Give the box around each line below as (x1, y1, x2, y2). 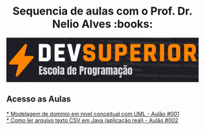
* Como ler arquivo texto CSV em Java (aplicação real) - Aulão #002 (6, 117, 179, 124)
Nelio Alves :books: (52, 17, 153, 31)
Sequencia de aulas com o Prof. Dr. (12, 4, 193, 18)
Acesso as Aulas (6, 94, 71, 104)
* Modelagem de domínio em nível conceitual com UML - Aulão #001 (6, 110, 180, 117)
